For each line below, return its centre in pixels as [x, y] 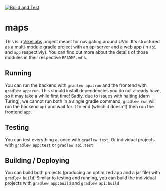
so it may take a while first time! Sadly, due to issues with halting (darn [77, 96]
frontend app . [19, 112]
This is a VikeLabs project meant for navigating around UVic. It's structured [82, 41]
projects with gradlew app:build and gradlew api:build [62, 183]
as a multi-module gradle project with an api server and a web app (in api [81, 47]
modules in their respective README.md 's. [46, 57]
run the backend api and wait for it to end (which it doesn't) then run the [79, 106]
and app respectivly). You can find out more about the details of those [77, 52]
